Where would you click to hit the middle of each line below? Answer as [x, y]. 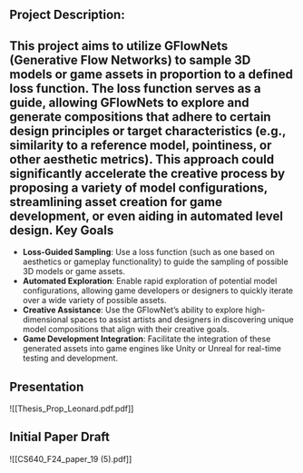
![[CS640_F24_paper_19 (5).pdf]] [71, 458]
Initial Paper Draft [60, 437]
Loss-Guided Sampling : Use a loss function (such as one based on [148, 252]
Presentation [47, 386]
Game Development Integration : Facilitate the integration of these [147, 339]
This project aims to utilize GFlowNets [119, 46]
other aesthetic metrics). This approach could [142, 159]
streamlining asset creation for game [116, 202]
